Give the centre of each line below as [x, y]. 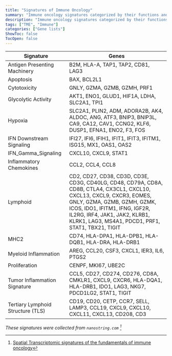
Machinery [21, 71]
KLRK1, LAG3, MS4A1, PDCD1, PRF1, [114, 221]
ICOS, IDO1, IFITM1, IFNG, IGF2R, [110, 208]
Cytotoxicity [23, 88]
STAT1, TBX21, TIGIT [95, 227]
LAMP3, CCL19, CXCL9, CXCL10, [110, 307]
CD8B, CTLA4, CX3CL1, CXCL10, [110, 189]
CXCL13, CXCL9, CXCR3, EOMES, [110, 195]
